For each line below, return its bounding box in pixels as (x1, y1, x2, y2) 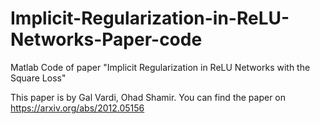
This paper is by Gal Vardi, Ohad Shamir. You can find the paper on (10, 91, 287, 103)
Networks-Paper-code (10, 28, 203, 51)
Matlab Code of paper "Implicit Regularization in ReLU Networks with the (10, 61, 311, 73)
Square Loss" (10, 72, 67, 84)
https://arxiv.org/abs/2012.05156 (10, 102, 145, 114)
